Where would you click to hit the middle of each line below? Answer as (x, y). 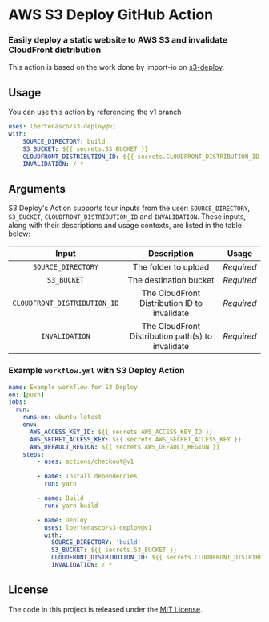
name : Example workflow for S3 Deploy (73, 387)
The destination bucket (171, 280)
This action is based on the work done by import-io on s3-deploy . (116, 67)
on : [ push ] (26, 395)
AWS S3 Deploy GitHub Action (111, 15)
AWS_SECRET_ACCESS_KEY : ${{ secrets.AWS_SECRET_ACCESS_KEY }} (135, 439)
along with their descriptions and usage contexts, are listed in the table (125, 226)
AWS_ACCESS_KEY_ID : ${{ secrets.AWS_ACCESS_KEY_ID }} (121, 432)
